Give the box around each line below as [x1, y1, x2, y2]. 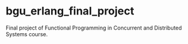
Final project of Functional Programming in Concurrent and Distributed [5, 24, 182, 31]
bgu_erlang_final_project [5, 4, 134, 18]
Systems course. [5, 30, 48, 37]
